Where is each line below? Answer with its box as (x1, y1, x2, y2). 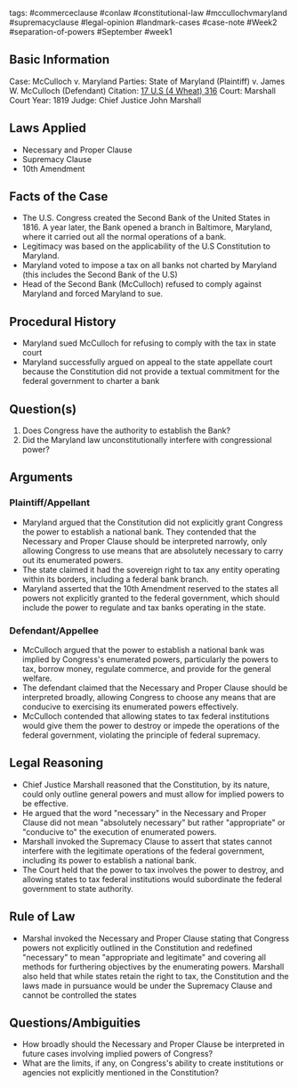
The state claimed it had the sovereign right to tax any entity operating (21, 564, 280, 575)
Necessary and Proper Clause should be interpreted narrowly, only (21, 535, 268, 546)
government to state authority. (21, 883, 133, 894)
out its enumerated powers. (21, 554, 124, 565)
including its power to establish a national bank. (21, 854, 197, 865)
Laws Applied (9, 120, 86, 136)
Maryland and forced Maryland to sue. (21, 289, 163, 299)
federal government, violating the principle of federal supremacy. (21, 730, 261, 740)
